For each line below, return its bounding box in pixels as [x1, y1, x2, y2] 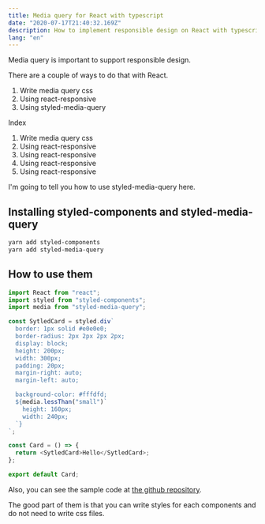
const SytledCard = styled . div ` [8, 318, 114, 326]
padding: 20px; [15, 361, 65, 370]
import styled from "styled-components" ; [8, 296, 147, 304]
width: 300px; [15, 354, 62, 362]
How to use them [8, 268, 93, 281]
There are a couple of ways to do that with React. [8, 70, 169, 80]
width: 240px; [22, 413, 69, 420]
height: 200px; [15, 347, 65, 355]
